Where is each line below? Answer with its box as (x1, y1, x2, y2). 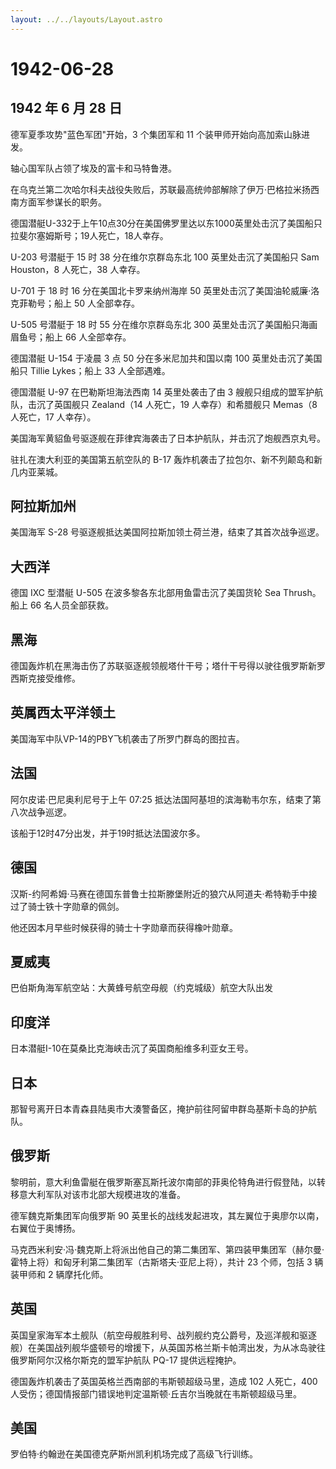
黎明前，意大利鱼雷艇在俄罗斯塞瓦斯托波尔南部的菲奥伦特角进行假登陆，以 (10, 1176, 317, 1188)
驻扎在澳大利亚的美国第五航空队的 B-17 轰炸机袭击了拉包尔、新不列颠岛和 (10, 453, 315, 465)
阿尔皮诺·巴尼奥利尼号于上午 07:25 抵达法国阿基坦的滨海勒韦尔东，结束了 (10, 793, 313, 805)
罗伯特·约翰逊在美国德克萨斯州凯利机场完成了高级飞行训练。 (10, 1448, 259, 1460)
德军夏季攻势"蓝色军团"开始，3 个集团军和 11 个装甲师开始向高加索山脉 (10, 128, 302, 140)
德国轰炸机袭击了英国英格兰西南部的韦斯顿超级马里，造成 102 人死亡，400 (10, 1375, 318, 1387)
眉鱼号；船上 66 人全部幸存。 (10, 331, 132, 343)
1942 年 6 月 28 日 (10, 100, 123, 117)
